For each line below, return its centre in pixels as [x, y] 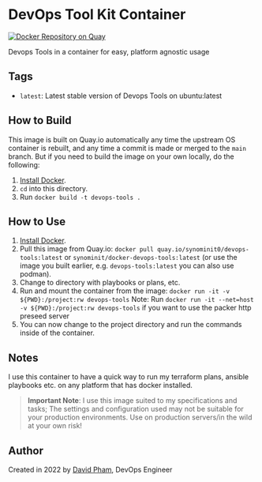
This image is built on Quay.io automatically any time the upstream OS [122, 139]
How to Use [37, 222]
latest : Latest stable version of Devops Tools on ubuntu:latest [121, 96]
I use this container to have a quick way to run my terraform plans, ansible [129, 377]
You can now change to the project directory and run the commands [131, 325]
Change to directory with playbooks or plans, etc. [100, 283]
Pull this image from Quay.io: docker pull [86, 249]
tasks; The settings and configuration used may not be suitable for [136, 409]
